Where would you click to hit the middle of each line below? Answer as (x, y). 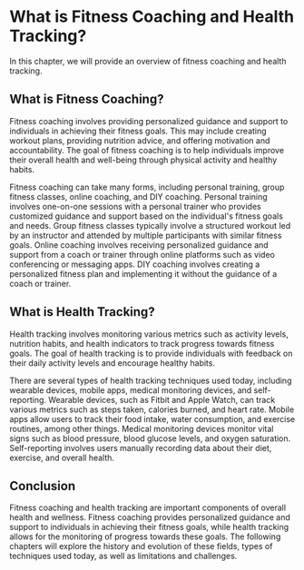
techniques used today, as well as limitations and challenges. (123, 556)
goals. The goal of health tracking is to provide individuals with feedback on (151, 353)
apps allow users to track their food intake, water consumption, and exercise (152, 418)
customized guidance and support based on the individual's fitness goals (147, 216)
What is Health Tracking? (83, 312)
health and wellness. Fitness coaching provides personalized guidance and (150, 517)
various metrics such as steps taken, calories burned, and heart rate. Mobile (152, 409)
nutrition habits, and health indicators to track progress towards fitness (142, 343)
